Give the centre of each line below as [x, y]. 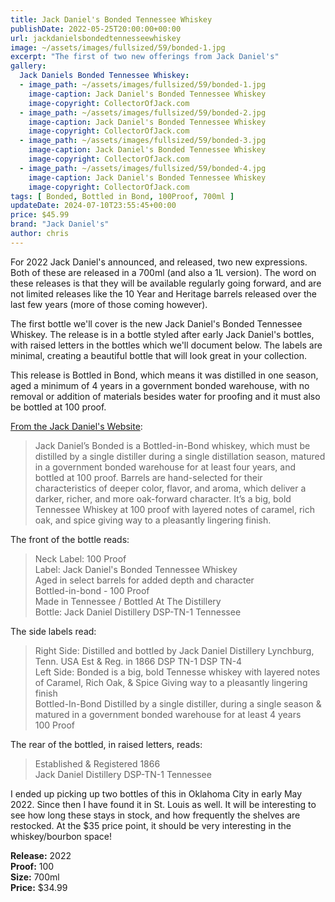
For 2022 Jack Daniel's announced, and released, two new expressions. [159, 262]
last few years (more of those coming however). [109, 304]
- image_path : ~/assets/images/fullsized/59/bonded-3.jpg [143, 141]
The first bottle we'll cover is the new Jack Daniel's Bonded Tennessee [156, 323]
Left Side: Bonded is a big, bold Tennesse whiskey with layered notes [177, 672]
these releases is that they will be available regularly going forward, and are [166, 283]
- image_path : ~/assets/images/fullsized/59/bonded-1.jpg [143, 85]
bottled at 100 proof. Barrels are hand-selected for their [148, 477]
